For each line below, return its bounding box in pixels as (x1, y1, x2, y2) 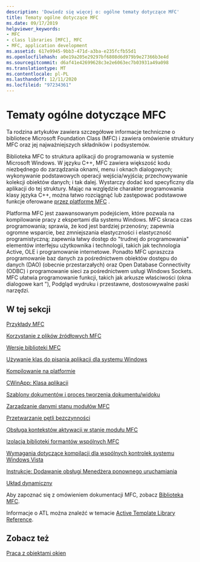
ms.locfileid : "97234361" (6, 82, 71, 88)
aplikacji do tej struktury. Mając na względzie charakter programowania (6, 185, 184, 192)
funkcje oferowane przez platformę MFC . (6, 197, 110, 205)
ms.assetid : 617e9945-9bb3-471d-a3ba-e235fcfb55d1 (6, 48, 137, 55)
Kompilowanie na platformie (6, 367, 76, 374)
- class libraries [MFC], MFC (6, 37, 83, 43)
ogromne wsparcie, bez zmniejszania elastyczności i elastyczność (6, 228, 172, 236)
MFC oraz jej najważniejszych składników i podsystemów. (6, 140, 150, 148)
